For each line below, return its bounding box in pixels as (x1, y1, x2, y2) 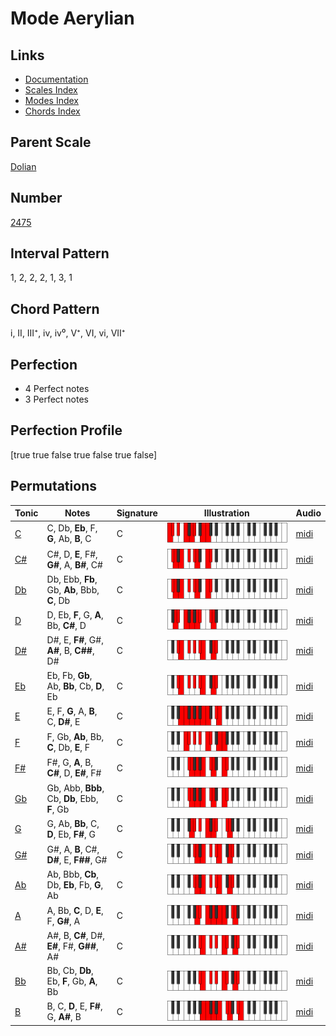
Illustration (203, 507, 250, 519)
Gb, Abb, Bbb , (46, 782, 105, 794)
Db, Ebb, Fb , (46, 573, 98, 585)
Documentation (24, 73, 89, 85)
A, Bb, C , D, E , (46, 904, 104, 916)
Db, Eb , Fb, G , (46, 879, 104, 891)
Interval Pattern (10, 245, 110, 262)
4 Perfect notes (24, 383, 90, 395)
